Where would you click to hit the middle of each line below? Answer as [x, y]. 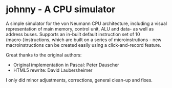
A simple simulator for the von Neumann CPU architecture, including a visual [87, 23]
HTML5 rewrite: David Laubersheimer [53, 70]
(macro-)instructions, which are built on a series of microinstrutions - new [84, 40]
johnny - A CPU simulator [61, 9]
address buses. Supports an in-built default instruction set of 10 [73, 34]
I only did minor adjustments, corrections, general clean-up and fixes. [79, 80]
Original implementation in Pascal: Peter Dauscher [66, 65]
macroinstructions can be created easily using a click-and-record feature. [84, 45]
